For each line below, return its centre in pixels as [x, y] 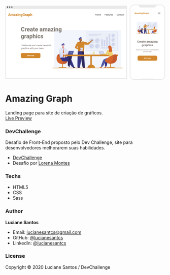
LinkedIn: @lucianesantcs [39, 243]
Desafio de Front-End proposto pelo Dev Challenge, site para [69, 142]
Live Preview [19, 118]
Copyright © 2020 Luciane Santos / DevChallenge [58, 267]
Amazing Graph [39, 98]
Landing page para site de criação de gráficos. [54, 113]
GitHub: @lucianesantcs [38, 237]
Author [14, 211]
